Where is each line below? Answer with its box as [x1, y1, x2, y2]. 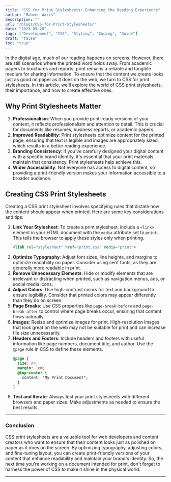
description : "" [5, 17, 40, 22]
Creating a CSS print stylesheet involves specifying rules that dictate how [5, 204, 159, 210]
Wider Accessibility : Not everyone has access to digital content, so [12, 164, 155, 170]
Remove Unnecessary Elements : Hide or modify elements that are [12, 270, 153, 276]
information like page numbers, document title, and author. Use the [12, 341, 154, 347]
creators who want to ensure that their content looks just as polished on [5, 439, 156, 445]
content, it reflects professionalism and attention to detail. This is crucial [12, 121, 164, 127]
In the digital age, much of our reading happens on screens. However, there [5, 55, 164, 61]
